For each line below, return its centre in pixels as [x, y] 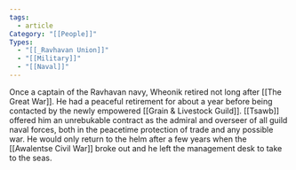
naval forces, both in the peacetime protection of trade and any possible [141, 129]
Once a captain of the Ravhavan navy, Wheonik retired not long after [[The [146, 92]
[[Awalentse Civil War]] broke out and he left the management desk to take [146, 148]
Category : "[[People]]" [53, 34]
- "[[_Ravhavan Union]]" [63, 50]
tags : [19, 17]
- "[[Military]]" [49, 58]
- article [35, 26]
